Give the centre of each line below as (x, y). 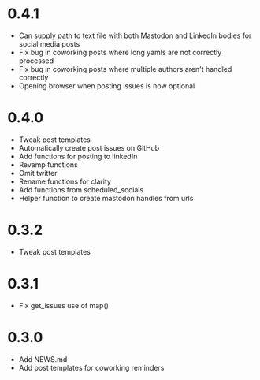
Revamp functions (48, 164)
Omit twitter (38, 173)
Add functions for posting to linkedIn (78, 156)
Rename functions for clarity (65, 181)
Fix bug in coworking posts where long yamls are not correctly (120, 52)
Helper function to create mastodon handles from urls (106, 198)
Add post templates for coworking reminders (91, 367)
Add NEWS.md (43, 359)
